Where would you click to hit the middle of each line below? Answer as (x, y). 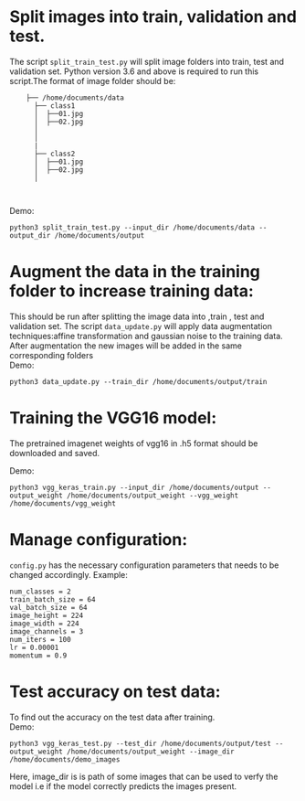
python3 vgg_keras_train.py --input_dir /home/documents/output (134, 487)
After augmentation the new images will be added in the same (126, 346)
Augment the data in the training (135, 272)
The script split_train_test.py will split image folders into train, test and (147, 61)
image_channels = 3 (47, 631)
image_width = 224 (44, 624)
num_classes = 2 (40, 592)
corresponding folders (52, 355)
